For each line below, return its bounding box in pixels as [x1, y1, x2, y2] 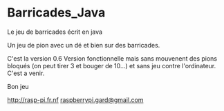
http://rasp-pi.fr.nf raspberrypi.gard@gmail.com [7, 95, 144, 104]
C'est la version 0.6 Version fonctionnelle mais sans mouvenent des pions [7, 54, 218, 63]
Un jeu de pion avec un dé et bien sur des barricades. [7, 41, 160, 49]
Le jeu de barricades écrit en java [7, 28, 102, 36]
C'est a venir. [7, 69, 45, 77]
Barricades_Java [7, 5, 106, 21]
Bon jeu [7, 82, 29, 90]
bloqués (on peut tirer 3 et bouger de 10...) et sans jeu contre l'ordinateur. [7, 61, 216, 70]
